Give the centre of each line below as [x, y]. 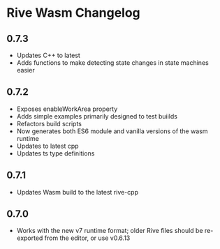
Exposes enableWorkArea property [67, 109]
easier [26, 70]
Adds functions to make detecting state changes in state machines [112, 63]
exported [30, 238]
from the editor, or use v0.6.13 [87, 238]
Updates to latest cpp [47, 146]
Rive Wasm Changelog [73, 13]
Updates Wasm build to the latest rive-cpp [78, 192]
